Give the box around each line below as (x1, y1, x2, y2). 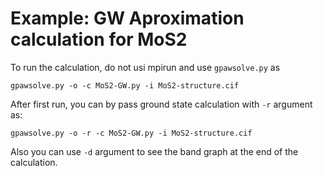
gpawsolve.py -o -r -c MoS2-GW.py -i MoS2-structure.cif (10, 128, 253, 138)
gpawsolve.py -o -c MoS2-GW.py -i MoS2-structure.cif (10, 80, 240, 91)
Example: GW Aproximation (10, 7, 245, 30)
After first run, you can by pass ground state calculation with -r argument (10, 98, 313, 110)
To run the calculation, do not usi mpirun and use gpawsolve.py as (10, 61, 281, 73)
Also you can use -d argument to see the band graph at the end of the (10, 145, 299, 157)
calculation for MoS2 (10, 28, 188, 51)
